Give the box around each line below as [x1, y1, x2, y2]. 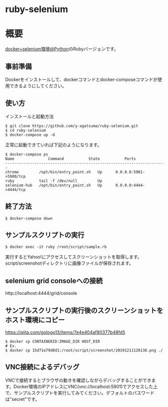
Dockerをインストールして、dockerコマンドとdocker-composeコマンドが [5, 76, 158, 82]
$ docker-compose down [5, 216, 53, 221]
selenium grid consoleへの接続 [5, 276, 103, 285]
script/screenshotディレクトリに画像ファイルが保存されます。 [5, 260, 134, 266]
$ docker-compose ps [5, 151, 49, 157]
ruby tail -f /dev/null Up [5, 178, 102, 183]
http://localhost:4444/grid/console [5, 290, 77, 296]
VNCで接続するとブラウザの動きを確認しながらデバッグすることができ [5, 377, 152, 383]
